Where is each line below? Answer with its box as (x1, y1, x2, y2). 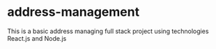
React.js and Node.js (7, 34, 67, 42)
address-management (7, 4, 140, 20)
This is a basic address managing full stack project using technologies (7, 27, 209, 35)
